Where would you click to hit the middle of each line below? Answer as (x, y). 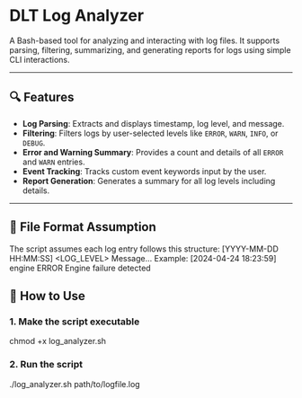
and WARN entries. (53, 162)
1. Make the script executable (75, 322)
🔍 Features (42, 97)
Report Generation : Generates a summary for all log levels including (149, 181)
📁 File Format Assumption (83, 227)
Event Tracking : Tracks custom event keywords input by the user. (144, 171)
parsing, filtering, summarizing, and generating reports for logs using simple (150, 49)
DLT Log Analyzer (77, 16)
